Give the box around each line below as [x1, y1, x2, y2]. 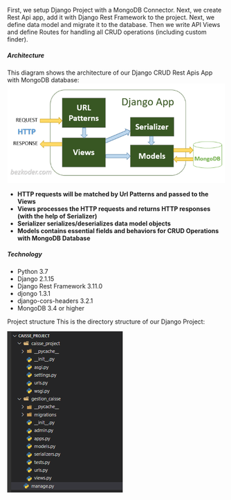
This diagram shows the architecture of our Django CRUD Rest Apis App [7, 68, 213, 77]
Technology [7, 250, 43, 258]
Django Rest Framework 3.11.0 [17, 282, 103, 290]
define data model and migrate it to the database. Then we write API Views [7, 21, 221, 28]
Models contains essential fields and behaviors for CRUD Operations [17, 227, 219, 235]
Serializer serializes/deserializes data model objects [17, 219, 172, 228]
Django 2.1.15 [17, 275, 55, 283]
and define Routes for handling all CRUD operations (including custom [7, 28, 207, 36]
